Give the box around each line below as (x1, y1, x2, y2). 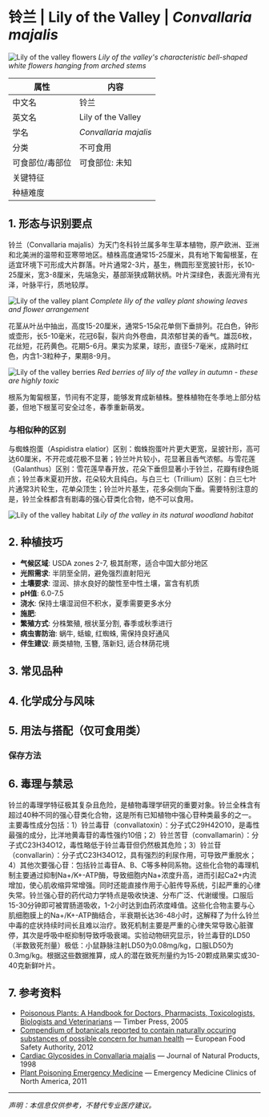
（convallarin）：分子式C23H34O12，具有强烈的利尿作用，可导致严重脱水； (8, 850, 257, 859)
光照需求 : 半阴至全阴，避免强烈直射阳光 (19, 568, 151, 578)
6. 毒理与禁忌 (8, 777, 74, 791)
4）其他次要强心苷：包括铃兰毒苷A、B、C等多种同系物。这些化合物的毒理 (8, 860, 252, 870)
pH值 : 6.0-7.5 (19, 588, 64, 598)
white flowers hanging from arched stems (8, 60, 147, 70)
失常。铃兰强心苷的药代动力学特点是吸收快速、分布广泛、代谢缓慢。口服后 (8, 890, 254, 900)
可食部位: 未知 (78, 156, 132, 168)
